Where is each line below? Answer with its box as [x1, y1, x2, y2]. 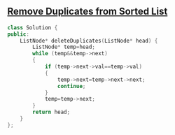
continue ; [57, 83, 86, 90]
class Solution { [7, 24, 58, 31]
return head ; [32, 108, 71, 116]
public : [7, 31, 30, 38]
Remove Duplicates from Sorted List [7, 6, 168, 17]
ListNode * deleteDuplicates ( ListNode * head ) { [20, 37, 158, 44]
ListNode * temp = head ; [32, 43, 96, 51]
